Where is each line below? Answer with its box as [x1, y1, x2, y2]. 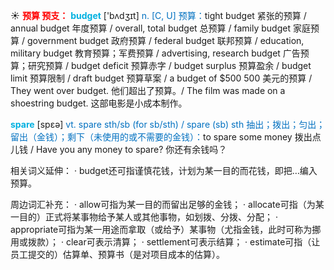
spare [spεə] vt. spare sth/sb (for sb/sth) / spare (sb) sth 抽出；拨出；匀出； [10, 119, 326, 130]
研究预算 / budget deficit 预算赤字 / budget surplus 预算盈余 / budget [27, 60, 312, 71]
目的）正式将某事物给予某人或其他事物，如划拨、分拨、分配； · [18, 211, 278, 223]
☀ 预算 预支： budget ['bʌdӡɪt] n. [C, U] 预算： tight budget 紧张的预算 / [10, 10, 307, 21]
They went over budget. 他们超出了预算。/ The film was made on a [10, 85, 286, 96]
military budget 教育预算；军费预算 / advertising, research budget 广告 [10, 47, 301, 59]
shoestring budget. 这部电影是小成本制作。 [10, 97, 188, 109]
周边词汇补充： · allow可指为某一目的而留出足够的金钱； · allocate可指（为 [10, 199, 316, 210]
